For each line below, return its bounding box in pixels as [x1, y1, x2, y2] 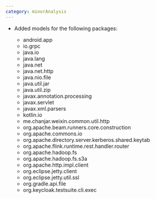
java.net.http [22, 67, 54, 74]
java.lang [22, 55, 45, 62]
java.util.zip [22, 86, 51, 93]
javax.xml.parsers [22, 105, 66, 112]
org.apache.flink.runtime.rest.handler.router [22, 142, 129, 150]
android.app [22, 36, 53, 43]
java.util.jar [22, 80, 50, 87]
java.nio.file [22, 74, 51, 81]
